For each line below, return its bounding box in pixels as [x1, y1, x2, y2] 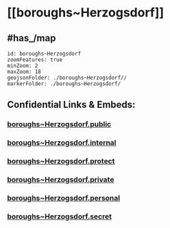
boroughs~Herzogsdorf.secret [7, 212, 112, 221]
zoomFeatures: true [7, 56, 63, 63]
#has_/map [7, 32, 56, 44]
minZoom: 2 [7, 62, 38, 69]
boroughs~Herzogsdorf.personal [7, 194, 121, 203]
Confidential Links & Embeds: [7, 99, 136, 111]
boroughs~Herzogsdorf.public [7, 119, 112, 129]
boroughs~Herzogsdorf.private [7, 175, 114, 185]
